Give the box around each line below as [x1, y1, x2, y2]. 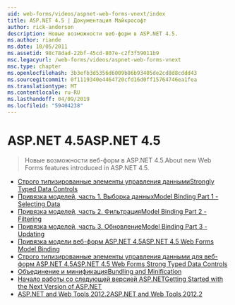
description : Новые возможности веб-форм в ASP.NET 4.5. [7, 30, 179, 37]
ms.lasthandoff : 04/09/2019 [7, 96, 90, 103]
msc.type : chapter [7, 63, 61, 70]
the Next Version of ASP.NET [17, 282, 102, 290]
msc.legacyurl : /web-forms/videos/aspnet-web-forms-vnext [7, 56, 181, 64]
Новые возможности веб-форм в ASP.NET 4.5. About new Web [24, 156, 212, 165]
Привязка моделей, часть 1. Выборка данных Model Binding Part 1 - [17, 192, 219, 201]
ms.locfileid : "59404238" [7, 102, 83, 109]
